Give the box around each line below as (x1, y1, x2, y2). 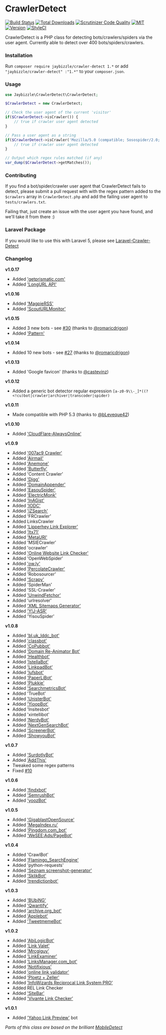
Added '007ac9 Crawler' (12, 450, 63, 456)
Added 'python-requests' (12, 862, 64, 868)
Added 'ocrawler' (12, 545, 48, 550)
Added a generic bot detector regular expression (12, 388, 112, 394)
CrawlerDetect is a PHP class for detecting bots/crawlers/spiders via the (5, 34, 153, 40)
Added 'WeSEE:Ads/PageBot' (12, 832, 73, 838)
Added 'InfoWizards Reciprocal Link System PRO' (12, 979, 113, 985)
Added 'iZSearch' (12, 508, 48, 514)
